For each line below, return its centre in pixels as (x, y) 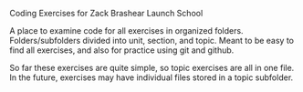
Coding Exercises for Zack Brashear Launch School (106, 13)
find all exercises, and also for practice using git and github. (122, 50)
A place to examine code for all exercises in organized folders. (126, 31)
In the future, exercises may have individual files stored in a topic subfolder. (151, 77)
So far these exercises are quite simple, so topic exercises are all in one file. (152, 68)
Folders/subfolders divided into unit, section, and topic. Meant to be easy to (152, 41)
